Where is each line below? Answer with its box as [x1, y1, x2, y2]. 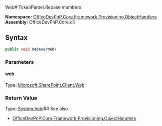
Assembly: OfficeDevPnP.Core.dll [5, 19, 75, 25]
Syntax [5, 33, 28, 42]
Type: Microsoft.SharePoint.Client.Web [5, 82, 85, 88]
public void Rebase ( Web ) [5, 47, 57, 52]
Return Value [5, 94, 37, 101]
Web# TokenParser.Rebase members [5, 4, 81, 10]
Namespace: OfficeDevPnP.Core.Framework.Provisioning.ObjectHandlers [5, 14, 157, 19]
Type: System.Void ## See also [5, 106, 68, 112]
